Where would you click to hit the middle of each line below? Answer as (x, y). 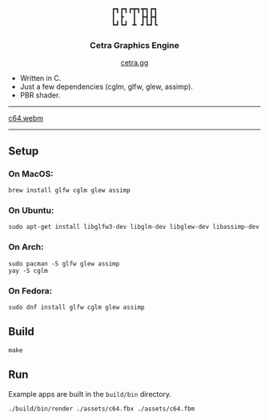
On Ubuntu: (31, 210)
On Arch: (26, 247)
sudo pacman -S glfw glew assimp (64, 264)
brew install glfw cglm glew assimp (69, 190)
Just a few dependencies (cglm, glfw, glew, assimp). (106, 87)
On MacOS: (31, 174)
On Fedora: (30, 290)
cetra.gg (134, 63)
